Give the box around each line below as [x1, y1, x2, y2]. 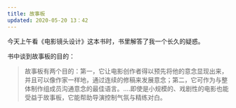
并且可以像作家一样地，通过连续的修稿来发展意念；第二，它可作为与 [24, 75, 222, 84]
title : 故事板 [7, 10, 46, 18]
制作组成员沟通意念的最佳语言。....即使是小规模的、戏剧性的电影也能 [30, 84, 229, 93]
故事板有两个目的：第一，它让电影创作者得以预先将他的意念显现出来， [24, 67, 228, 75]
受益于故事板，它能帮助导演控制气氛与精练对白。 [24, 93, 166, 102]
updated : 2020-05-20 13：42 [7, 17, 88, 24]
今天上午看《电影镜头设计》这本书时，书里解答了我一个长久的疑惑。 [7, 36, 204, 46]
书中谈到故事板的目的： [7, 52, 75, 60]
